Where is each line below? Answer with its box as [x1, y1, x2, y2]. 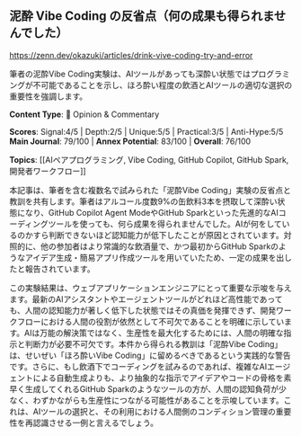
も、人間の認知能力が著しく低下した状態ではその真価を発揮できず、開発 [9, 305, 277, 316]
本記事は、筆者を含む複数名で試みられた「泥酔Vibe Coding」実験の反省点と [9, 184, 292, 195]
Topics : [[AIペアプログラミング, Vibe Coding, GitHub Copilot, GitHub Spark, [9, 154, 289, 165]
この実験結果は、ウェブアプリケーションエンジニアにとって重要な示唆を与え [9, 282, 292, 293]
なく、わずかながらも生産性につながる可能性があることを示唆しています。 [9, 395, 285, 405]
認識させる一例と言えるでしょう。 [32, 417, 159, 428]
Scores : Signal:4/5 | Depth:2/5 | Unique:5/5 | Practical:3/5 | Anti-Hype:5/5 [9, 126, 284, 137]
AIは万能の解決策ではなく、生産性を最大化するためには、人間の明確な [23, 327, 285, 338]
